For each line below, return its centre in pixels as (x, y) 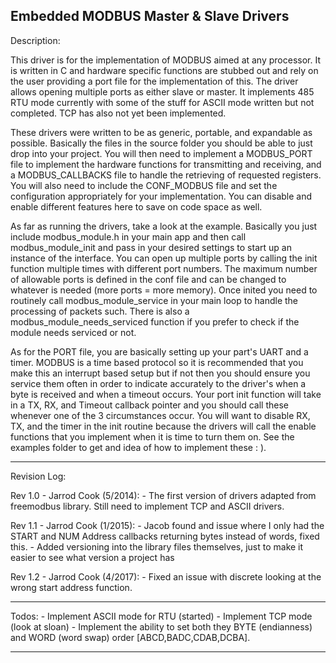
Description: (35, 40)
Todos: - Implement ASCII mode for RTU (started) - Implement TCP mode (161, 616)
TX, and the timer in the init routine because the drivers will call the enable (163, 426)
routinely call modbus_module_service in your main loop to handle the (154, 300)
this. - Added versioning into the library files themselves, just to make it (157, 546)
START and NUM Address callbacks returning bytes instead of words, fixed (165, 536)
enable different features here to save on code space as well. (136, 206)
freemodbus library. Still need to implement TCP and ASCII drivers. (147, 506)
